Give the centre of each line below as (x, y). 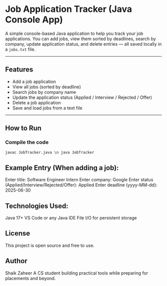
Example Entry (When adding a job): (62, 168)
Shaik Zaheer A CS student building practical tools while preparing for (77, 273)
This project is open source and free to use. (50, 245)
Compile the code (27, 143)
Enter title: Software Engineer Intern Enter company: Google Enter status (79, 180)
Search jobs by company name (44, 92)
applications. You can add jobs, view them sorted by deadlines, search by (81, 39)
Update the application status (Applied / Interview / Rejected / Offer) (82, 97)
